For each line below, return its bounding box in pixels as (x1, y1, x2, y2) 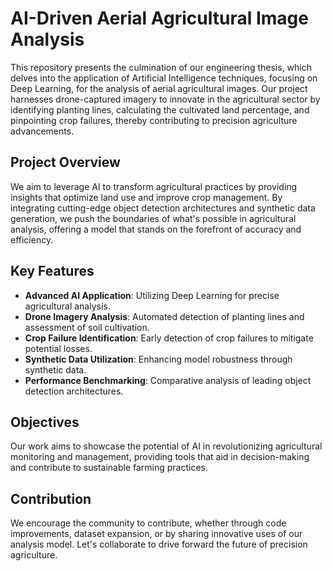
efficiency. (10, 233, 54, 246)
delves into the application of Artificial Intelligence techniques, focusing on (10, 72, 318, 84)
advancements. (10, 125, 75, 137)
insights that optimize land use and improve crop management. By (10, 191, 283, 203)
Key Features (10, 263, 95, 280)
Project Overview (10, 154, 121, 171)
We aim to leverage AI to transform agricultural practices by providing (10, 180, 298, 192)
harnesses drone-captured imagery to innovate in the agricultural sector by (10, 93, 321, 105)
